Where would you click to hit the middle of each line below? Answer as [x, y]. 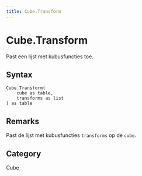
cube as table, [35, 93]
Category [24, 154]
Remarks [23, 121]
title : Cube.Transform [34, 11]
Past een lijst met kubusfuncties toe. [50, 57]
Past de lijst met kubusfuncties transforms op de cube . [71, 135]
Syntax [19, 74]
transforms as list [40, 98]
